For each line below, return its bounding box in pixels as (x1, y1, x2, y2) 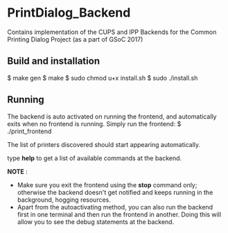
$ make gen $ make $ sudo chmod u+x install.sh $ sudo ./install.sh (7, 74, 198, 82)
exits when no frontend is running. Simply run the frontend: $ (7, 119, 182, 128)
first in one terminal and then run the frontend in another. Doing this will (17, 210, 222, 218)
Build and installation (7, 55, 100, 67)
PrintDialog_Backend (7, 5, 131, 21)
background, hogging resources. (17, 196, 111, 204)
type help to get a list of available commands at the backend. (7, 154, 182, 162)
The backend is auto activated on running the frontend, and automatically (7, 112, 217, 121)
